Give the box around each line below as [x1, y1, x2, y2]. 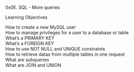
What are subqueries [5, 57, 49, 63]
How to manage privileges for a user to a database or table [5, 30, 129, 35]
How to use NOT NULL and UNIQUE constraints [5, 46, 105, 52]
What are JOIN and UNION [5, 62, 62, 68]
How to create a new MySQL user [5, 24, 76, 30]
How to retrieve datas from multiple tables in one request [5, 51, 125, 57]
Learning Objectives [5, 14, 47, 20]
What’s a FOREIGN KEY [5, 40, 55, 46]
